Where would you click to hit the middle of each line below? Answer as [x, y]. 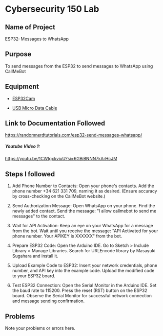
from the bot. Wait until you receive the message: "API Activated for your [85, 231]
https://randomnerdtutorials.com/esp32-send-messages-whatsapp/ [74, 135]
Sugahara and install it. [35, 256]
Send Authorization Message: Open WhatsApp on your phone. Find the [83, 206]
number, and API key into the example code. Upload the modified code [83, 271]
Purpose [18, 54]
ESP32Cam [23, 98]
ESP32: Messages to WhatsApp [37, 39]
